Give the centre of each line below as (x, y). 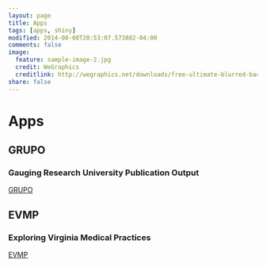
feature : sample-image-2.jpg (63, 60)
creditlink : (35, 74)
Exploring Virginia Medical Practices (80, 237)
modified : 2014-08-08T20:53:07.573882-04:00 (83, 38)
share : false (30, 82)
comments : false (35, 45)
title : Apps (28, 23)
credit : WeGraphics (47, 67)
